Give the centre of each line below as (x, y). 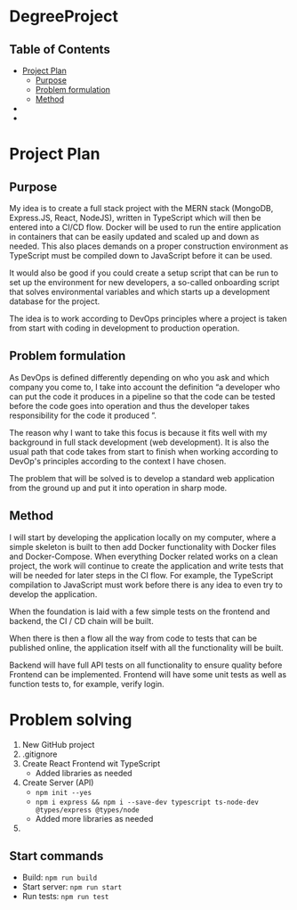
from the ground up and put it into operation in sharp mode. (118, 488)
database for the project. (55, 301)
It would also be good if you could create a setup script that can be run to (144, 273)
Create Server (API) (58, 783)
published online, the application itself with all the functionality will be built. (147, 647)
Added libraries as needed (84, 773)
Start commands (56, 856)
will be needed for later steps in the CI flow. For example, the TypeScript (141, 575)
